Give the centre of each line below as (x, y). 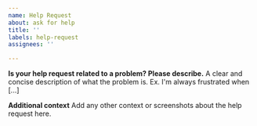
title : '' (24, 30)
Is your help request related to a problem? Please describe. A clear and (125, 74)
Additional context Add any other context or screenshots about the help (125, 106)
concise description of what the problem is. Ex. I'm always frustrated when (129, 82)
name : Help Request (40, 15)
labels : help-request (43, 37)
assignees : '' (31, 45)
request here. (30, 113)
